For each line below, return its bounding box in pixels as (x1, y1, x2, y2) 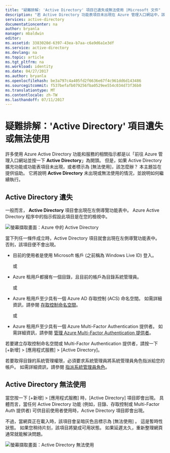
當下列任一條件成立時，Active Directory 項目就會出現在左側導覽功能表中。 (5, 235, 160, 241)
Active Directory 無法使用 (5, 380, 87, 389)
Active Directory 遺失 (5, 192, 73, 201)
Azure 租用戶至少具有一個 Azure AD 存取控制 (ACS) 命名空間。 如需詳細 (12, 296, 162, 301)
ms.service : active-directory (5, 45, 69, 50)
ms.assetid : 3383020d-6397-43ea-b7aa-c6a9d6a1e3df (5, 41, 114, 46)
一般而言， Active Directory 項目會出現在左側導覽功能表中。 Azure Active (5, 207, 159, 213)
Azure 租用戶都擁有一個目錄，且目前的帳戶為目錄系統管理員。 (12, 274, 142, 280)
